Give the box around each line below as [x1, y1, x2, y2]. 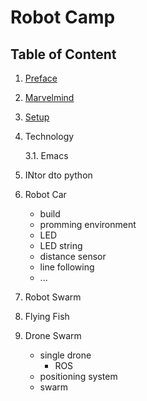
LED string [39, 240, 83, 251]
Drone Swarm [24, 330, 82, 341]
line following [39, 261, 95, 273]
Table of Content [10, 46, 117, 63]
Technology [24, 131, 75, 142]
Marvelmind [24, 92, 75, 103]
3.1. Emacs [24, 150, 69, 161]
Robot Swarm [24, 291, 82, 303]
